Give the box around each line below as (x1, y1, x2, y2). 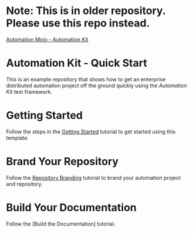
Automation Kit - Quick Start (6, 57, 148, 70)
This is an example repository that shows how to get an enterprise (6, 76, 166, 83)
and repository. (6, 180, 43, 187)
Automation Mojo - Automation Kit (6, 36, 89, 43)
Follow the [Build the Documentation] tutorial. (6, 220, 116, 227)
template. (6, 134, 29, 141)
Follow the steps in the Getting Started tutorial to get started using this (6, 128, 176, 135)
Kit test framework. (6, 88, 53, 95)
